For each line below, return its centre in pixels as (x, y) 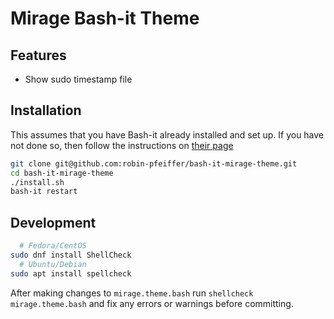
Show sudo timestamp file (78, 79)
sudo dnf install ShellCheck (71, 255)
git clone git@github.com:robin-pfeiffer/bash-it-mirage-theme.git (154, 163)
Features (38, 55)
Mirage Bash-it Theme (105, 18)
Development (53, 222)
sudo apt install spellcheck (71, 273)
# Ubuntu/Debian (53, 264)
